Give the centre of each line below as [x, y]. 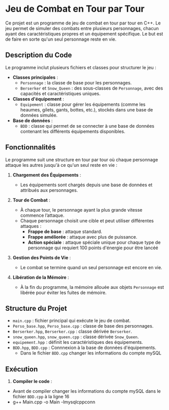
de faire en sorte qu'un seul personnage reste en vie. [61, 39]
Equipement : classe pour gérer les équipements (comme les [83, 104]
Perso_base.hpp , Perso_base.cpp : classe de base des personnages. [83, 326]
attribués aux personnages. [49, 190]
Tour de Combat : [31, 200]
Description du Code [39, 55]
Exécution [22, 369]
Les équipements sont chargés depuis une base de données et [86, 185]
